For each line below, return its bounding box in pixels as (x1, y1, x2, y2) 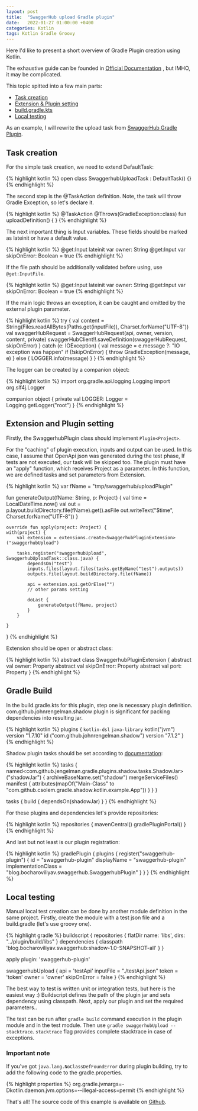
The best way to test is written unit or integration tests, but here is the (6, 985, 176, 992)
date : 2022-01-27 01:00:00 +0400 (6, 20, 94, 25)
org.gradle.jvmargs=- (72, 1080, 125, 1087)
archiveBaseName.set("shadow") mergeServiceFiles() (46, 774, 178, 781)
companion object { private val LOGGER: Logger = (6, 395, 128, 402)
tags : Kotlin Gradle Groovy (6, 31, 76, 37)
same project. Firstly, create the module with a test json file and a (6, 914, 165, 921)
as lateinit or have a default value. (6, 234, 89, 241)
